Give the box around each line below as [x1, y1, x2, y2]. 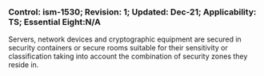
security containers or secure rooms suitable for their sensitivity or [8, 43, 228, 53]
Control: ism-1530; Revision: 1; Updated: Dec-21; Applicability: [8, 6, 257, 18]
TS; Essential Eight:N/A [8, 16, 102, 27]
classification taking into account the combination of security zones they [8, 51, 248, 62]
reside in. [8, 60, 39, 70]
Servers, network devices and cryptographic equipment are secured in [8, 34, 242, 44]
